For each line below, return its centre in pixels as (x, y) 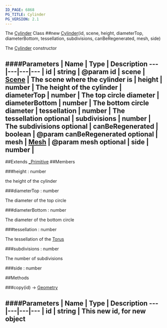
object (15, 319)
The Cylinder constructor (31, 48)
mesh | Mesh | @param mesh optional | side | (77, 142)
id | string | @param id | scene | (95, 72)
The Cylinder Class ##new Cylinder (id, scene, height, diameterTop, (74, 33)
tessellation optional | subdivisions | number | (78, 119)
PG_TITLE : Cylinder (25, 14)
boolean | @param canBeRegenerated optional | (82, 134)
